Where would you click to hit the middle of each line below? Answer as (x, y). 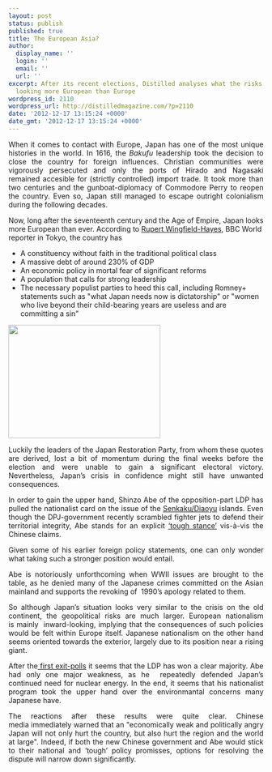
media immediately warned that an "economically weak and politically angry (136, 724)
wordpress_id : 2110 (41, 99)
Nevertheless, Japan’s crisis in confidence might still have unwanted (136, 476)
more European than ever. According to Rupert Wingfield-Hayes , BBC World (135, 228)
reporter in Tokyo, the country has (66, 237)
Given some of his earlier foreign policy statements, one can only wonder (136, 550)
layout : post (30, 16)
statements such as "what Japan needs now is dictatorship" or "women (140, 296)
